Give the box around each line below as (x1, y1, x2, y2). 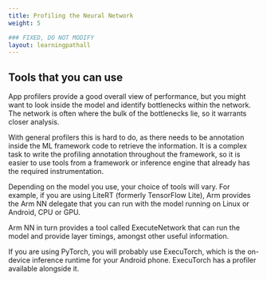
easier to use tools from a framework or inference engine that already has (8, 158, 250, 168)
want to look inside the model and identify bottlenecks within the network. (8, 101, 251, 110)
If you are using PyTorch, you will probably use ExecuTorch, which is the (8, 247, 246, 256)
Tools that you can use (8, 70, 124, 84)
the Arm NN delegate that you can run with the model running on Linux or (8, 199, 249, 208)
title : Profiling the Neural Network (8, 11, 134, 20)
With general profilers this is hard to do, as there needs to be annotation (8, 133, 245, 142)
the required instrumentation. (8, 167, 104, 176)
